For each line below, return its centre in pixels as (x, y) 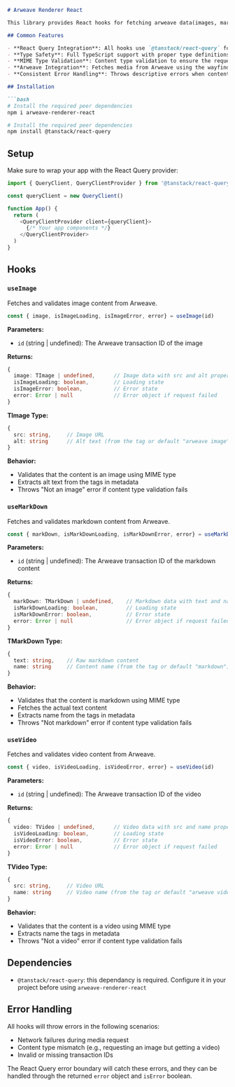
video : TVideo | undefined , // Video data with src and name (112, 828)
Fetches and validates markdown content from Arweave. (88, 521)
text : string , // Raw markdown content (76, 660)
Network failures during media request (73, 1040)
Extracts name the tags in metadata (69, 933)
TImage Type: (28, 415)
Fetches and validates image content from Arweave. (82, 303)
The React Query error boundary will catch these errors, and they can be (112, 1068)
